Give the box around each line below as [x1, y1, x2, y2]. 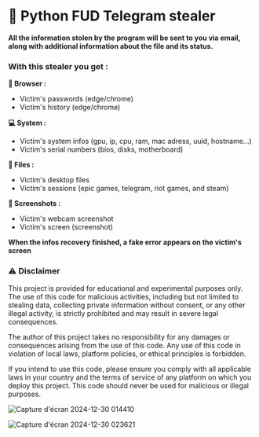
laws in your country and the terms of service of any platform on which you [8, 373, 252, 382]
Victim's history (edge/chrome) [19, 102, 121, 112]
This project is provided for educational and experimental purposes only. [8, 283, 243, 293]
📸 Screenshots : [8, 199, 61, 208]
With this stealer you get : [8, 61, 108, 72]
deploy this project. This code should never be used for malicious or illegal [8, 380, 250, 390]
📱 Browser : [8, 79, 47, 89]
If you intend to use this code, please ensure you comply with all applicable [8, 364, 252, 373]
